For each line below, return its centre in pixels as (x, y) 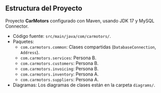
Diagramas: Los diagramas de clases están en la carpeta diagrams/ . (84, 85)
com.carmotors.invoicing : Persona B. (59, 68)
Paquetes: (23, 41)
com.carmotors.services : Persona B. (58, 58)
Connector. (17, 26)
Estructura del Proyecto (44, 8)
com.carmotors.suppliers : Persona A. (60, 79)
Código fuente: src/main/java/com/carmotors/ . (62, 36)
